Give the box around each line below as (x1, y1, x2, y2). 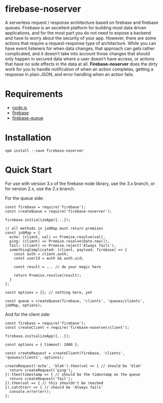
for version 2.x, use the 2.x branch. (5, 185, 75, 191)
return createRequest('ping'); (9, 367, 73, 373)
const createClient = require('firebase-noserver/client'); (5, 325, 130, 330)
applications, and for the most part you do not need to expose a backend (5, 30, 151, 36)
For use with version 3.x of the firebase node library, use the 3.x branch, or (5, 181, 155, 186)
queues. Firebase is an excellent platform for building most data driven (5, 24, 147, 30)
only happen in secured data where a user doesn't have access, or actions (5, 56, 155, 61)
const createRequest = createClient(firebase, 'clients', (5, 350, 125, 356)
